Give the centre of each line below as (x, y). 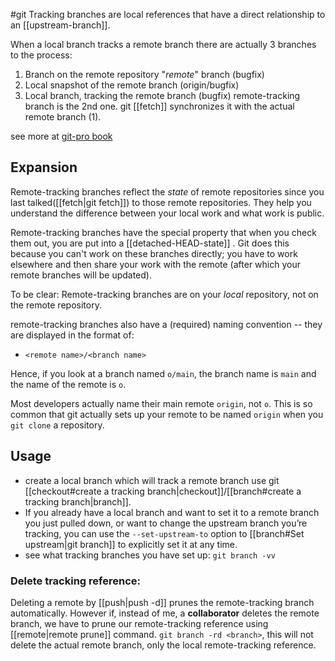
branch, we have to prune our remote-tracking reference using (139, 623)
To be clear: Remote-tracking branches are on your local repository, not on (164, 294)
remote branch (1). (63, 117)
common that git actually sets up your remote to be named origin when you (167, 414)
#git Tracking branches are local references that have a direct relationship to (168, 14)
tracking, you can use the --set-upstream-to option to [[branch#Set (164, 533)
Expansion (44, 167)
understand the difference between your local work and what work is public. (167, 213)
